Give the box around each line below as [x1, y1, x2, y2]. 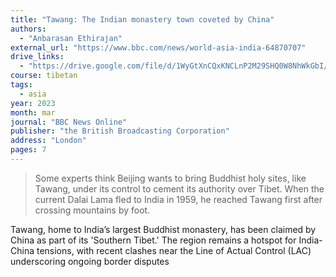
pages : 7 [10, 145, 47, 155]
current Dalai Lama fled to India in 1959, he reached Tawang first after [34, 193, 323, 205]
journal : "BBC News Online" [10, 117, 128, 127]
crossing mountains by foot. [34, 204, 151, 216]
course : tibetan [10, 71, 78, 81]
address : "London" [10, 136, 87, 146]
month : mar [10, 107, 56, 118]
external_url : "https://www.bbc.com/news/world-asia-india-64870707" [10, 42, 307, 53]
